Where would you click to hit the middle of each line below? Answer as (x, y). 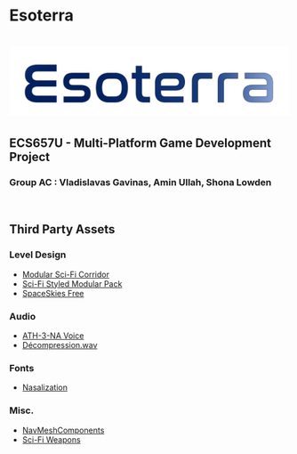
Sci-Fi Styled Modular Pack (72, 284)
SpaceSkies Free (53, 293)
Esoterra (41, 16)
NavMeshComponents (63, 430)
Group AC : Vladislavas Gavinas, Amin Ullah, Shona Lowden (140, 182)
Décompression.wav (60, 345)
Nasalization (45, 387)
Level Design (38, 255)
